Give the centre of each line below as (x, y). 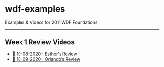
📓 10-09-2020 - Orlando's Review (46, 59)
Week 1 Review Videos (40, 42)
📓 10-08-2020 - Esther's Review (44, 54)
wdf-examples (35, 9)
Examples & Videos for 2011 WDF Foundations (51, 22)
